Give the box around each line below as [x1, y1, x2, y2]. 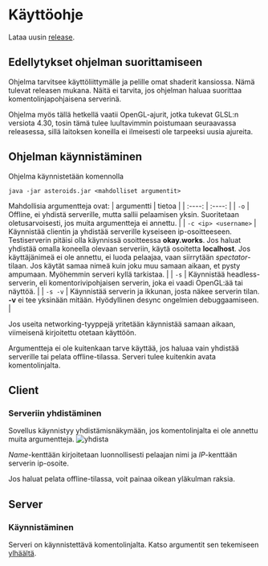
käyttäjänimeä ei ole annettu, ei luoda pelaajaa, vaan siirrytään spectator [8, 252, 248, 262]
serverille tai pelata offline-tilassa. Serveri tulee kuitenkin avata [8, 351, 217, 361]
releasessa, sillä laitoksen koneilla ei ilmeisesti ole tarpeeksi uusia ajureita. [8, 126, 254, 136]
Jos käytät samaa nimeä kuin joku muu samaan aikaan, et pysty [30, 260, 241, 270]
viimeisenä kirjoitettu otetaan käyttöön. [8, 327, 136, 337]
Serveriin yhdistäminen [8, 408, 102, 419]
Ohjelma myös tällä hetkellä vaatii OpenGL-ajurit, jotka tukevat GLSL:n [8, 109, 239, 119]
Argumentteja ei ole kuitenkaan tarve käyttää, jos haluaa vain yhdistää [8, 343, 239, 353]
